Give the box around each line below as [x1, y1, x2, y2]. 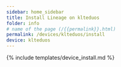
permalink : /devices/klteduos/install [6, 32, 105, 38]
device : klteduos [6, 37, 51, 43]
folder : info [6, 20, 40, 26]
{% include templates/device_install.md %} [6, 54, 115, 61]
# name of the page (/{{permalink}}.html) [6, 26, 116, 32]
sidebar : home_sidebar [6, 9, 64, 15]
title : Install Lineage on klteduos [6, 15, 100, 21]
